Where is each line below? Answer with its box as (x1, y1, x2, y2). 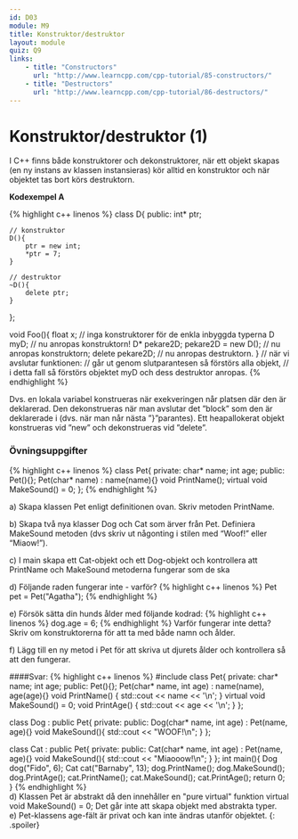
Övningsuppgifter (9, 445, 88, 457)
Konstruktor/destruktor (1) (9, 126, 208, 146)
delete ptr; (25, 289, 69, 298)
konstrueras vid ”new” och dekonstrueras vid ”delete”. (9, 423, 207, 433)
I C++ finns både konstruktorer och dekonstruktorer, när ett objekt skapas (9, 155, 280, 166)
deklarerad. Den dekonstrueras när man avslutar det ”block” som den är (9, 403, 273, 415)
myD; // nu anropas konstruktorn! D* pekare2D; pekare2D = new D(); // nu (9, 339, 281, 350)
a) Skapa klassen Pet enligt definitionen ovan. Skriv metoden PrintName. (9, 501, 275, 512)
